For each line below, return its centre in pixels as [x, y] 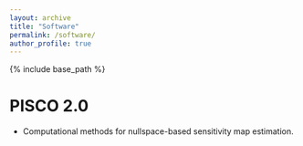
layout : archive [40, 18]
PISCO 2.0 [49, 106]
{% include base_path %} [57, 69]
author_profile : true [51, 43]
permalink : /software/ [52, 35]
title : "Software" [44, 26]
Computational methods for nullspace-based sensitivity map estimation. [158, 131]
